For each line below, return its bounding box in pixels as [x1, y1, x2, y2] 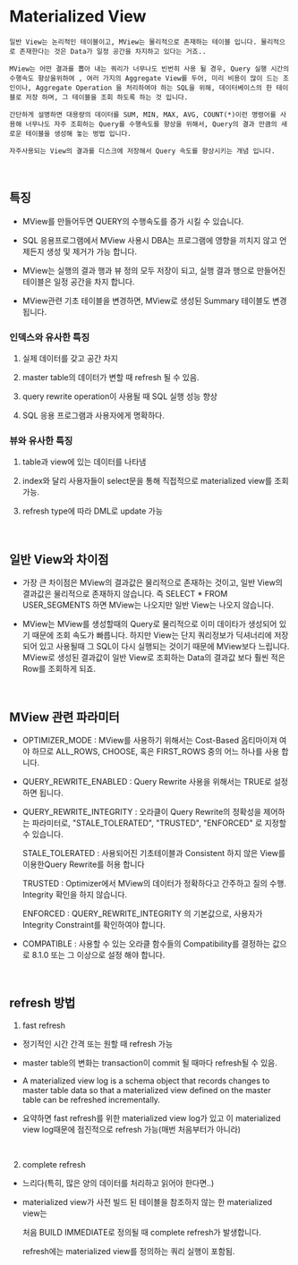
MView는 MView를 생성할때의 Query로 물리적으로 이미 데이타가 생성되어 [21, 619, 277, 630]
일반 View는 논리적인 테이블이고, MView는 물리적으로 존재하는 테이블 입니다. [9, 38, 258, 47]
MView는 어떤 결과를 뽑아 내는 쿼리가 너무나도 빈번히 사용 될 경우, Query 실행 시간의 [9, 64, 289, 73]
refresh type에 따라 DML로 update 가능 [21, 505, 164, 516]
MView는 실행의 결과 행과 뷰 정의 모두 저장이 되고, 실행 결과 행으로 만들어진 [21, 265, 286, 276]
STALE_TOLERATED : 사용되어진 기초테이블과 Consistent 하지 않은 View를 [21, 847, 286, 858]
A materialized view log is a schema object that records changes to [21, 1075, 270, 1086]
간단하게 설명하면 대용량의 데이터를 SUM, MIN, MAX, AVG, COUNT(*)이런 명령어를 [9, 110, 277, 119]
